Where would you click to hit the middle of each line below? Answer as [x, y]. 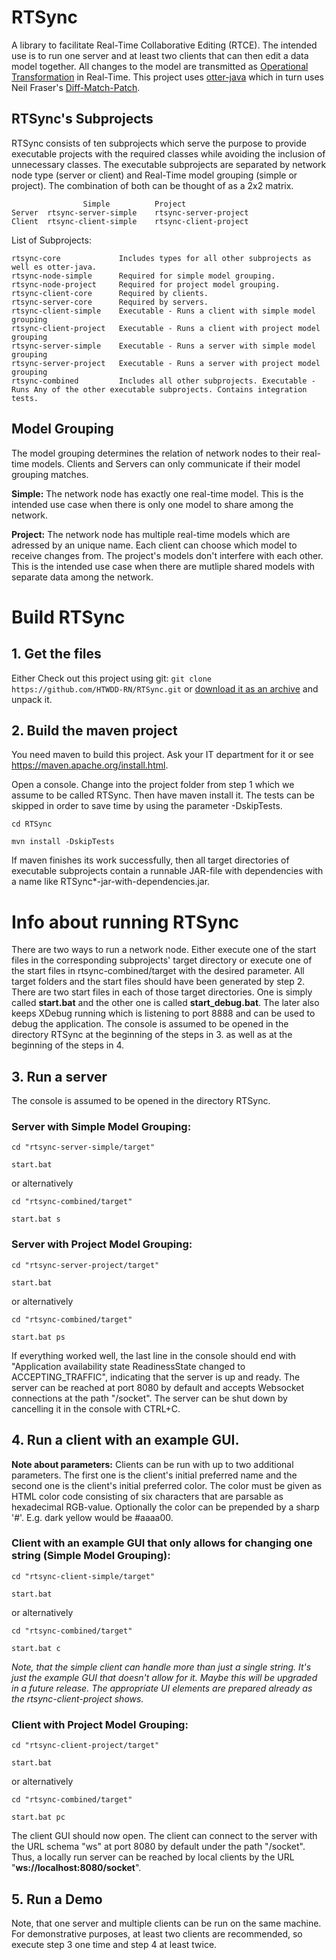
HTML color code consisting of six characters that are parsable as [147, 1496]
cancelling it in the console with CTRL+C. [96, 1408]
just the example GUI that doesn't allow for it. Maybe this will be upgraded [164, 1677]
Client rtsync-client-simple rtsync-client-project [130, 221]
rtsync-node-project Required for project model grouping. [146, 284]
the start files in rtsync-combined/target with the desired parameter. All [158, 971]
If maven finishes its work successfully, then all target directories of [150, 860]
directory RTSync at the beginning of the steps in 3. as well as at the [152, 1035]
